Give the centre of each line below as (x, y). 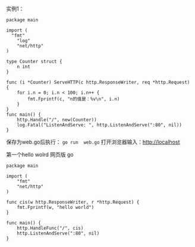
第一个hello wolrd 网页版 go (40, 154)
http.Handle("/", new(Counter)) (57, 120)
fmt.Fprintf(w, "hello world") (56, 207)
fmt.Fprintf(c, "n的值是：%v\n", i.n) (74, 99)
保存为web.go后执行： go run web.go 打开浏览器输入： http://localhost (93, 142)
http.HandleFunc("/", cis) (50, 228)
